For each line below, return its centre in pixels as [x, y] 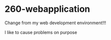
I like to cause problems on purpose [41, 32]
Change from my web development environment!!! [55, 23]
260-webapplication [47, 9]
